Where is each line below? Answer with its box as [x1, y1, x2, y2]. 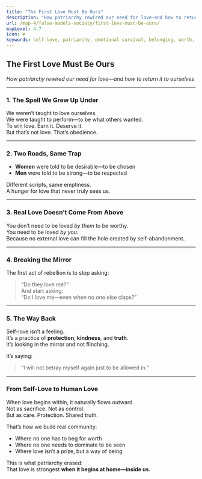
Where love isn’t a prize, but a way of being [14, 447, 123, 455]
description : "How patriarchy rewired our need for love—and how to [6, 14, 182, 20]
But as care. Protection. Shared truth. [6, 411, 98, 419]
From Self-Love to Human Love [6, 385, 99, 393]
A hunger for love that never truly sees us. [6, 187, 111, 195]
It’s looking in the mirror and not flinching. [6, 341, 109, 348]
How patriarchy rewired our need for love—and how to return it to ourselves [6, 75, 195, 82]
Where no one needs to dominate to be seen [14, 441, 126, 448]
